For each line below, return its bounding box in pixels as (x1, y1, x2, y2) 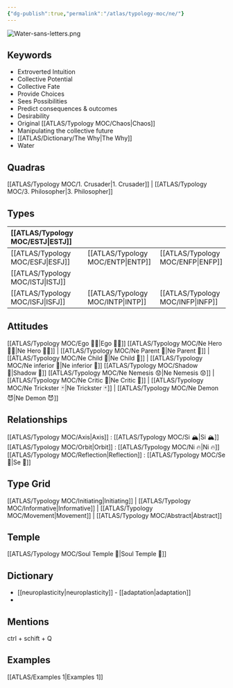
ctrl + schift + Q (7, 634, 52, 642)
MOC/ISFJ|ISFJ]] (10, 297, 66, 307)
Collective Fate (17, 83, 60, 91)
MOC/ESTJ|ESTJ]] (10, 237, 73, 246)
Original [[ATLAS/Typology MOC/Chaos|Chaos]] (17, 119, 156, 128)
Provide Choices (17, 90, 64, 98)
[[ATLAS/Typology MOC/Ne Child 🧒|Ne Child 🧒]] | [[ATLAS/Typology (7, 353, 203, 362)
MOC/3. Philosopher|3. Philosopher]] (7, 187, 113, 196)
